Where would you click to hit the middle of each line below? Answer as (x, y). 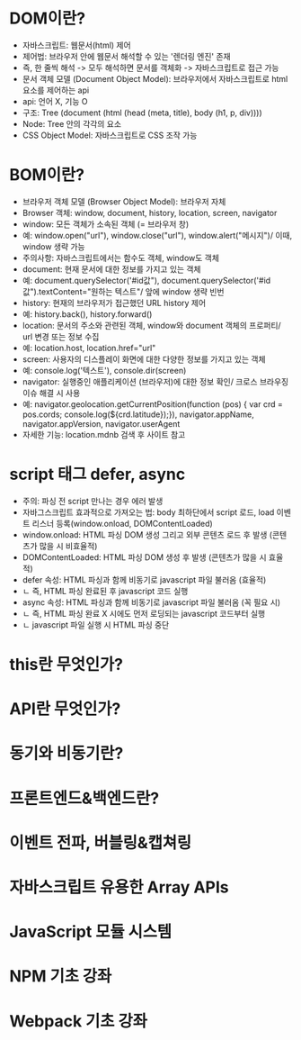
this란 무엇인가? (66, 665)
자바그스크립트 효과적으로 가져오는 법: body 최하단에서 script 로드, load (148, 512)
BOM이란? (47, 175)
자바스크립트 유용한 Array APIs (119, 887)
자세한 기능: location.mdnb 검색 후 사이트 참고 (104, 434)
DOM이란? (48, 18)
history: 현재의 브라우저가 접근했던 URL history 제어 (114, 303)
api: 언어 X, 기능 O (55, 101)
